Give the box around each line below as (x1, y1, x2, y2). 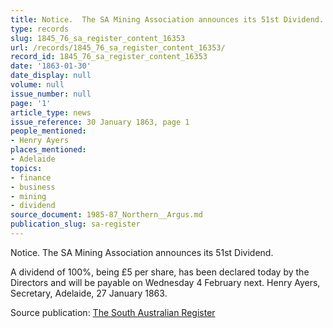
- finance (10, 172, 52, 183)
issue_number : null (10, 89, 92, 99)
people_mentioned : (10, 126, 87, 136)
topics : (10, 163, 43, 173)
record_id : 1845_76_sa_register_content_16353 (10, 52, 208, 62)
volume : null (10, 80, 65, 90)
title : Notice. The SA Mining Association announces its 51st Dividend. (10, 14, 325, 25)
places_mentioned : (10, 145, 87, 155)
